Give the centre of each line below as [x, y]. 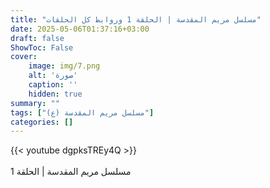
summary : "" [35, 103]
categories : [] [42, 122]
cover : [24, 57]
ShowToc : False [42, 47]
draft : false [37, 38]
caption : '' [53, 85]
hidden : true [55, 94]
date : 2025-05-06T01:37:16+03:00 [80, 29]
